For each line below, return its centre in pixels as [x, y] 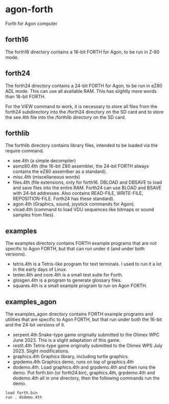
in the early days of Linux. [40, 269]
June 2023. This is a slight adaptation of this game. [67, 340]
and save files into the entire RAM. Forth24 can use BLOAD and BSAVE [87, 188]
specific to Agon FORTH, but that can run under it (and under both [75, 249]
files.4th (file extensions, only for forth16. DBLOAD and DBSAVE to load [87, 183]
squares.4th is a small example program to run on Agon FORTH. [80, 286]
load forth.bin [21, 393]
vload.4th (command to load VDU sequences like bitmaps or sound [83, 210]
